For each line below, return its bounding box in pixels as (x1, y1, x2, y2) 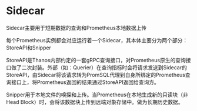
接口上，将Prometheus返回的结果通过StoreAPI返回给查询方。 (11, 78, 160, 86)
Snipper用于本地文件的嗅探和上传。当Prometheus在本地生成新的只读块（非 (6, 91, 188, 98)
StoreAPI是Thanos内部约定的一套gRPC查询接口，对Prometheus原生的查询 (6, 56, 186, 63)
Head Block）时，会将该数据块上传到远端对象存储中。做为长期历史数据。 (6, 98, 183, 105)
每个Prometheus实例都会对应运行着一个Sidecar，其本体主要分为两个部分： (6, 36, 188, 43)
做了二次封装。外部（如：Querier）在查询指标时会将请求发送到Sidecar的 (11, 63, 187, 71)
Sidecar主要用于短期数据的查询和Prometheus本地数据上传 (6, 24, 147, 31)
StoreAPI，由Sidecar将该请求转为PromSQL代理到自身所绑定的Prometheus (6, 71, 186, 78)
